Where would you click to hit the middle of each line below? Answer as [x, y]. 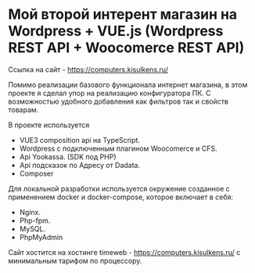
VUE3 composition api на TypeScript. [80, 140]
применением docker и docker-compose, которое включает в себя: [120, 197]
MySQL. [32, 228]
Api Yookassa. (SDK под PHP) [68, 157]
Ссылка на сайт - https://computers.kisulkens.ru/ [88, 69]
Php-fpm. [35, 220]
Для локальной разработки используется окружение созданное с [119, 188]
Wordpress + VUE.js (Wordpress [116, 31]
